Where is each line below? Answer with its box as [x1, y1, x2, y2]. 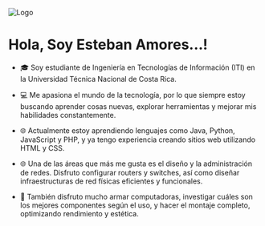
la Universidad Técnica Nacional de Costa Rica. [19, 74, 177, 83]
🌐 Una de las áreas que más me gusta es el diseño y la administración [19, 159, 253, 168]
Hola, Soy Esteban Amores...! [8, 36, 209, 54]
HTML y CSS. [19, 143, 65, 152]
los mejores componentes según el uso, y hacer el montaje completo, [19, 200, 251, 210]
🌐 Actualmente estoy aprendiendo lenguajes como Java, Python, [19, 125, 235, 135]
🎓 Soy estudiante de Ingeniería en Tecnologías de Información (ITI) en [19, 63, 255, 72]
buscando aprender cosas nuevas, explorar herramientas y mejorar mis [19, 101, 257, 111]
